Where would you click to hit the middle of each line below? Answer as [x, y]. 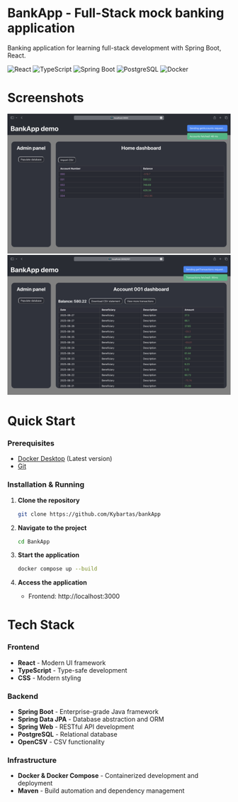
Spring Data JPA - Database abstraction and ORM [91, 720]
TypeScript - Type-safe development [72, 670]
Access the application [52, 582]
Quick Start [41, 421]
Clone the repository [49, 500]
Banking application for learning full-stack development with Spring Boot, [114, 48]
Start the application [49, 555]
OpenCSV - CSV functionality [61, 742]
